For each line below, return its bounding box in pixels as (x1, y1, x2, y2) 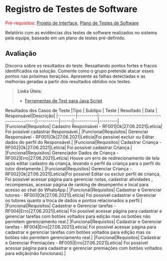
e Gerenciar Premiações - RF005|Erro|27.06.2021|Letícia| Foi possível (5, 240, 148, 246)
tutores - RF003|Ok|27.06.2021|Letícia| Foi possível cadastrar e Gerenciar (5, 192, 157, 198)
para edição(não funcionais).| (5, 250, 66, 256)
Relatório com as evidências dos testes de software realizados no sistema (5, 29, 157, 35)
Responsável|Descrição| (5, 113, 55, 119)
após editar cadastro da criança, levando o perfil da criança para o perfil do (5, 160, 161, 166)
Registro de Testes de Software (5, 3, 138, 15)
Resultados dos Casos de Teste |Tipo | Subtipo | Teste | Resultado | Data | (5, 107, 158, 113)
